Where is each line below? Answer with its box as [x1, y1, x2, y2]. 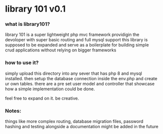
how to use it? [5, 59, 39, 66]
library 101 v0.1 [5, 3, 66, 15]
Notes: [5, 107, 21, 114]
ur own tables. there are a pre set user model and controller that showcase [5, 81, 155, 86]
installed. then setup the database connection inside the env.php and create [5, 75, 158, 81]
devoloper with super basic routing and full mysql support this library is [5, 37, 148, 43]
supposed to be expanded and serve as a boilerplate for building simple [5, 42, 149, 48]
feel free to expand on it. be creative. [5, 95, 79, 101]
